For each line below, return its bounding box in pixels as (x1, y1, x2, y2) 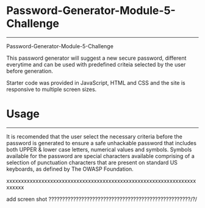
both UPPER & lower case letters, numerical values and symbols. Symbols (6, 146, 192, 153)
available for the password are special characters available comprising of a (6, 152, 195, 159)
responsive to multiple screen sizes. (6, 85, 97, 93)
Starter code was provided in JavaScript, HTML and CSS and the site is (6, 79, 185, 86)
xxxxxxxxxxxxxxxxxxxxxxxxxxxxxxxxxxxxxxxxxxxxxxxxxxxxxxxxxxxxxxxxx (6, 177, 196, 184)
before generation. (6, 67, 54, 74)
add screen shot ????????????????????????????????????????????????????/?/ (6, 195, 197, 203)
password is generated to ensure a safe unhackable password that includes (6, 139, 197, 146)
